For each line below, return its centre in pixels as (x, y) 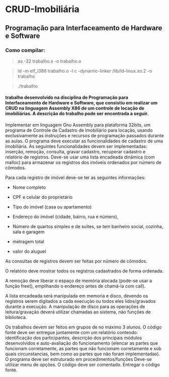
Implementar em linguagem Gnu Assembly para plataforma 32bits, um (78, 125)
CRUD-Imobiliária (42, 9)
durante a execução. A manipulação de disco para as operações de (75, 307)
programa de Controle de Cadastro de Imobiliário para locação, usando (79, 130)
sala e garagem (28, 232)
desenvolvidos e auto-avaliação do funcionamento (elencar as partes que (82, 343)
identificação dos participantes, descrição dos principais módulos (74, 338)
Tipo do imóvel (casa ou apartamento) (52, 207)
